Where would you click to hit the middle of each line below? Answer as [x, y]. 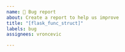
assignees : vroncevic [34, 34]
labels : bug [21, 29]
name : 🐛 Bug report [31, 12]
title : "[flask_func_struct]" [45, 23]
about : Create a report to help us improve [63, 18]
